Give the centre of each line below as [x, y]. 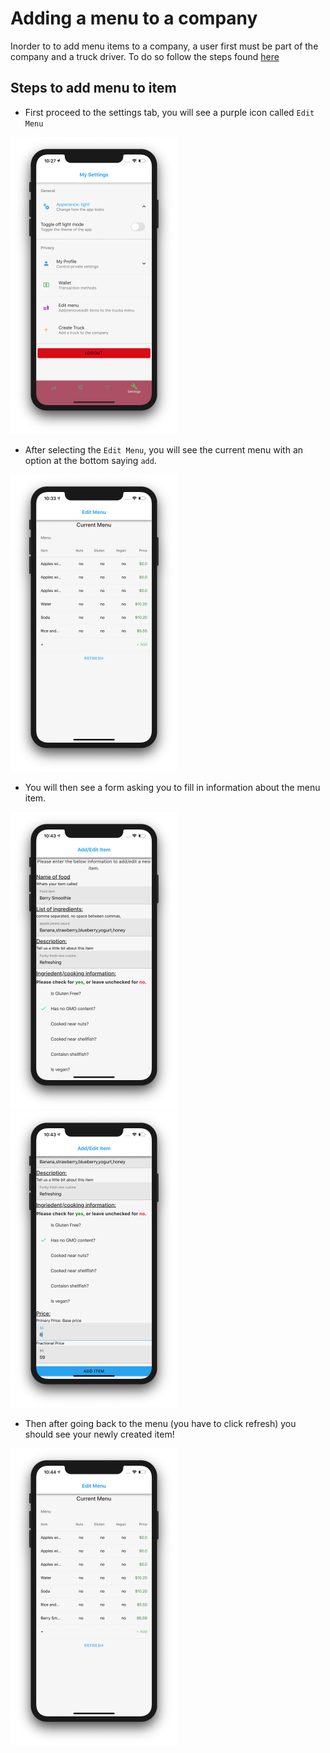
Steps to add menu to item [93, 88]
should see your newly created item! [99, 1434]
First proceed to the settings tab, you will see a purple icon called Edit [169, 112]
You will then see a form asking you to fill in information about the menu [172, 787]
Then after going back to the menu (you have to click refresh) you [160, 1423]
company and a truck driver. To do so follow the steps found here [145, 56]
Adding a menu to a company [134, 18]
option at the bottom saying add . [90, 460]
